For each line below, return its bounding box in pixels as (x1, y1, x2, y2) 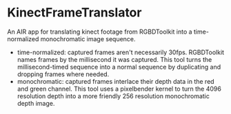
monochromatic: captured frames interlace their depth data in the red (17, 77, 215, 85)
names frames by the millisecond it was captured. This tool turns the (17, 55, 212, 63)
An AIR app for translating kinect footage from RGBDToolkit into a (7, 27, 192, 36)
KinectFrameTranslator (7, 5, 142, 21)
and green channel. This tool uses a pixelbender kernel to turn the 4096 (17, 84, 222, 93)
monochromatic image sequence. (40, 34, 136, 43)
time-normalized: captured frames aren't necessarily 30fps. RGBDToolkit (17, 48, 225, 56)
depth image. (17, 99, 55, 107)
